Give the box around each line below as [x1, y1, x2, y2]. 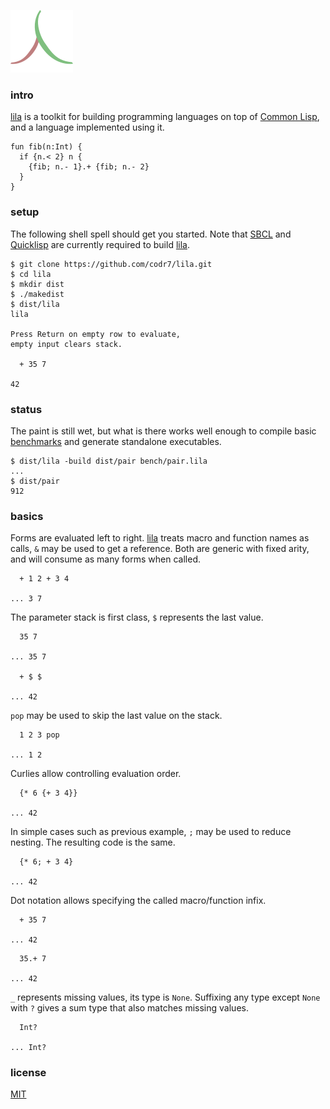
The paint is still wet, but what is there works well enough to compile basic [10, 425, 317, 437]
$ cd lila [10, 269, 52, 279]
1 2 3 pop [19, 730, 60, 740]
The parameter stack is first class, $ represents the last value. [10, 611, 264, 624]
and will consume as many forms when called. [10, 553, 201, 565]
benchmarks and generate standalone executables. [10, 435, 222, 447]
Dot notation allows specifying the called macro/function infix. [10, 895, 267, 907]
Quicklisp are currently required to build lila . [10, 238, 190, 250]
